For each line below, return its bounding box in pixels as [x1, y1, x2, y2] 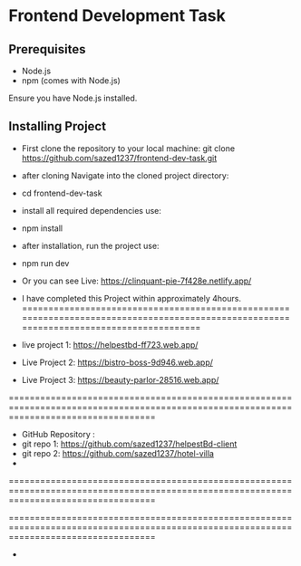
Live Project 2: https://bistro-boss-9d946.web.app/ [21, 357, 214, 368]
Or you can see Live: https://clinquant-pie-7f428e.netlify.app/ [21, 275, 252, 286]
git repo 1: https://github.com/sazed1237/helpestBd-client [21, 438, 238, 449]
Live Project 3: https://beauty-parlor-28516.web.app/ [21, 374, 219, 385]
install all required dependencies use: [21, 205, 162, 216]
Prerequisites [8, 42, 86, 57]
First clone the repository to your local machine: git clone [21, 142, 236, 154]
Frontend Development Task [8, 5, 226, 26]
